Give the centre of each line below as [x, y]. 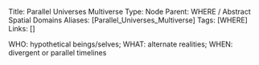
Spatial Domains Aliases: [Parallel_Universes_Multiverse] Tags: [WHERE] [128, 20]
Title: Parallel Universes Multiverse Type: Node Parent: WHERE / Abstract [129, 12]
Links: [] [22, 28]
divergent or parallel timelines [58, 53]
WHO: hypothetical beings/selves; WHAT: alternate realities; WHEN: [121, 44]
